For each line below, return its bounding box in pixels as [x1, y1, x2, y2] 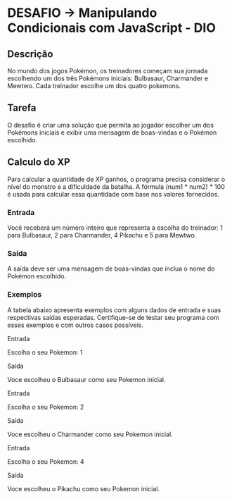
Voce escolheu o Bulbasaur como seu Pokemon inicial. [7, 375, 167, 383]
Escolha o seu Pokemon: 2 [7, 402, 84, 411]
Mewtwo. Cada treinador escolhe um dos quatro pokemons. [7, 82, 181, 90]
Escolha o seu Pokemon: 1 [7, 347, 83, 357]
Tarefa [7, 102, 37, 114]
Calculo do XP [7, 156, 70, 168]
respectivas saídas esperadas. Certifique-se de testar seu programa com [7, 313, 219, 321]
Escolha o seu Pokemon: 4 [7, 457, 84, 466]
